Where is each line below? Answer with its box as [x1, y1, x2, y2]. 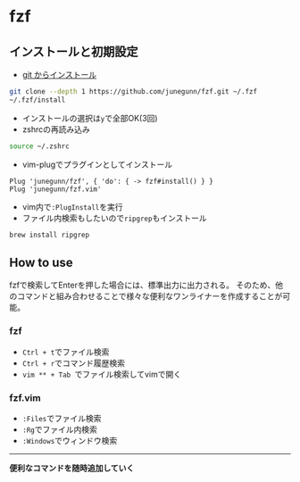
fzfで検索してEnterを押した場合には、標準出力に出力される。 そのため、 [9, 279, 276, 291]
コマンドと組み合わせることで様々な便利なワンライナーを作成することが [16, 291, 283, 302]
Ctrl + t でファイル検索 [21, 346, 110, 357]
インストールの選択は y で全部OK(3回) [21, 112, 158, 123]
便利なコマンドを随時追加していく [9, 462, 135, 473]
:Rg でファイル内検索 [21, 424, 98, 435]
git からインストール [21, 70, 97, 79]
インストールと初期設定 [9, 44, 138, 59]
